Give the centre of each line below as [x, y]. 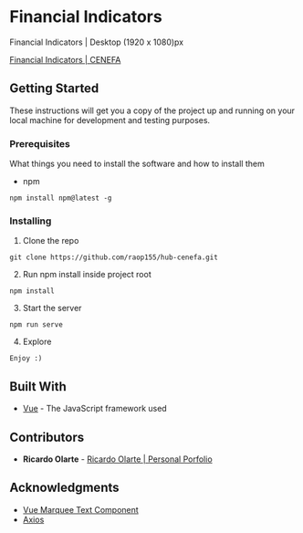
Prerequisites [40, 143]
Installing [31, 221]
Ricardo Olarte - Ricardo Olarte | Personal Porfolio [117, 459]
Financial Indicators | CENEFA [65, 59]
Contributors [47, 437]
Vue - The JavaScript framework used [94, 409]
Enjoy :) [26, 359]
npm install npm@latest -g [61, 198]
